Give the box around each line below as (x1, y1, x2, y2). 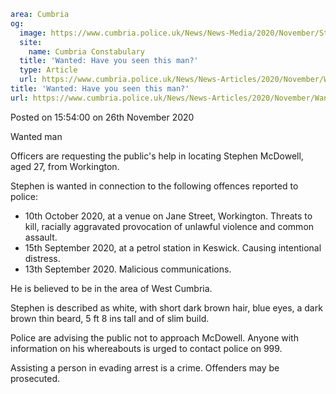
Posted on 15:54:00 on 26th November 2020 (10, 111, 195, 123)
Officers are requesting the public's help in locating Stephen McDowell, (10, 150, 304, 162)
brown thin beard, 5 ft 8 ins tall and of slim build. (10, 312, 210, 324)
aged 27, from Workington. (10, 160, 120, 172)
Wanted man (10, 130, 63, 142)
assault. (24, 231, 58, 243)
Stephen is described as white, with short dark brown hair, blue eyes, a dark (10, 301, 323, 314)
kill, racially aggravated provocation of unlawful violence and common (24, 220, 315, 232)
